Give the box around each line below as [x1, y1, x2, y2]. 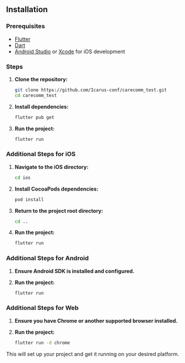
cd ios [14, 175, 31, 181]
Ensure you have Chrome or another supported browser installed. [14, 317, 178, 324]
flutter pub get [14, 114, 54, 120]
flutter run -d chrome [14, 340, 70, 345]
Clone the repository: [14, 75, 68, 82]
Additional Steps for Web [6, 304, 79, 312]
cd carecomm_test [14, 92, 57, 98]
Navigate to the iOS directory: [14, 163, 89, 170]
